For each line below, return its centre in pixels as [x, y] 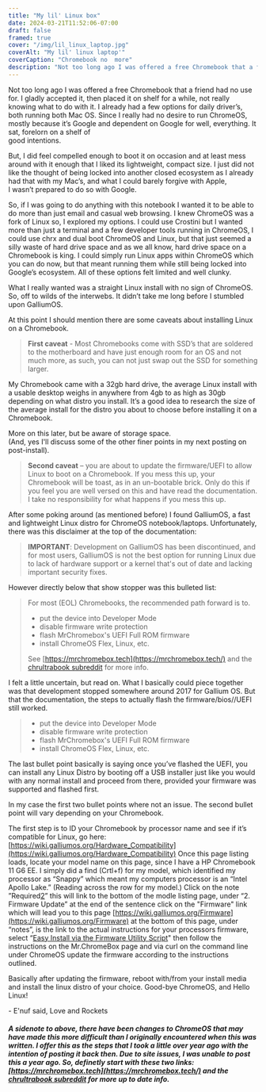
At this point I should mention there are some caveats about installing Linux [131, 320]
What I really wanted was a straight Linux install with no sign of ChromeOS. [131, 287]
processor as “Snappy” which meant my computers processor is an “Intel [128, 879]
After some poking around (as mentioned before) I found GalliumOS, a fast [129, 514]
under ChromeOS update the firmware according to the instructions [119, 954]
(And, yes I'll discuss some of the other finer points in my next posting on [127, 442]
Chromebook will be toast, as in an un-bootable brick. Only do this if [139, 482]
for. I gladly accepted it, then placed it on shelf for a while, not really [119, 98]
